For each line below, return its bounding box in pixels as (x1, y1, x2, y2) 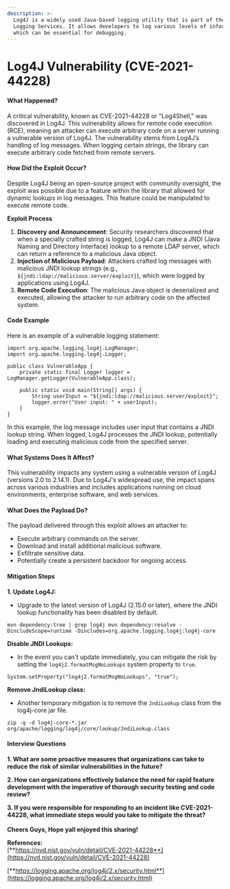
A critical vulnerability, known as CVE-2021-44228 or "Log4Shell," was (7, 111, 207, 120)
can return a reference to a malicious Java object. (16, 249, 157, 257)
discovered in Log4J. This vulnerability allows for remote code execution (7, 119, 212, 127)
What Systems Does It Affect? (7, 453, 94, 461)
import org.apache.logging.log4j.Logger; (7, 351, 127, 358)
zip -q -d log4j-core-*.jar (7, 719, 88, 726)
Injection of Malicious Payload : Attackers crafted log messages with (16, 257, 212, 265)
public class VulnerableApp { (7, 363, 94, 370)
